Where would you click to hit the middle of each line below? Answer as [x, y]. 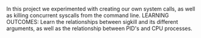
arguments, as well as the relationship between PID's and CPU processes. [99, 28]
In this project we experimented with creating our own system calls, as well [101, 9]
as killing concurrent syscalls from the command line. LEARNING [88, 15]
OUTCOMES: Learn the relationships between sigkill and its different [92, 22]
